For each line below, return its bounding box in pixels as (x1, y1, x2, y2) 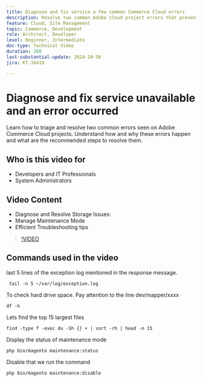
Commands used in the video (6, 253, 119, 263)
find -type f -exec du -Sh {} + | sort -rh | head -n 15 (6, 325, 153, 331)
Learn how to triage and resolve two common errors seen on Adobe (6, 124, 175, 131)
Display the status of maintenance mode (6, 336, 107, 343)
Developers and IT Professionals (14, 170, 96, 178)
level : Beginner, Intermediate (6, 37, 85, 43)
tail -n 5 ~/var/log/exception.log (8, 280, 98, 287)
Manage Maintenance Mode (14, 217, 86, 224)
